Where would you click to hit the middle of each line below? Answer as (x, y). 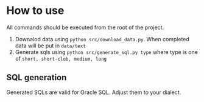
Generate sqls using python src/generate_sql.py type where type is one (106, 52)
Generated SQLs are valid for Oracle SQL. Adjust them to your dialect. (94, 92)
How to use (35, 11)
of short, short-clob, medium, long (61, 58)
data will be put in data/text (51, 46)
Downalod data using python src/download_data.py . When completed (102, 39)
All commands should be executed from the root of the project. (85, 27)
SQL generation (37, 77)
